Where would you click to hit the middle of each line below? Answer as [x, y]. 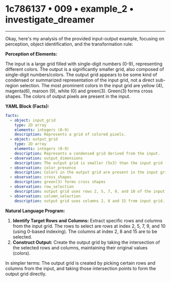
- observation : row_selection [42, 187]
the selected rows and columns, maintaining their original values [80, 247]
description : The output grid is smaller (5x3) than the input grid [89, 163]
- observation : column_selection [45, 196]
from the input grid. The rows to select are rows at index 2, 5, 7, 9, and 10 [89, 226]
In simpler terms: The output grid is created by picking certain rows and [80, 263]
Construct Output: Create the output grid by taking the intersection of [86, 242]
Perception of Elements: [31, 54]
